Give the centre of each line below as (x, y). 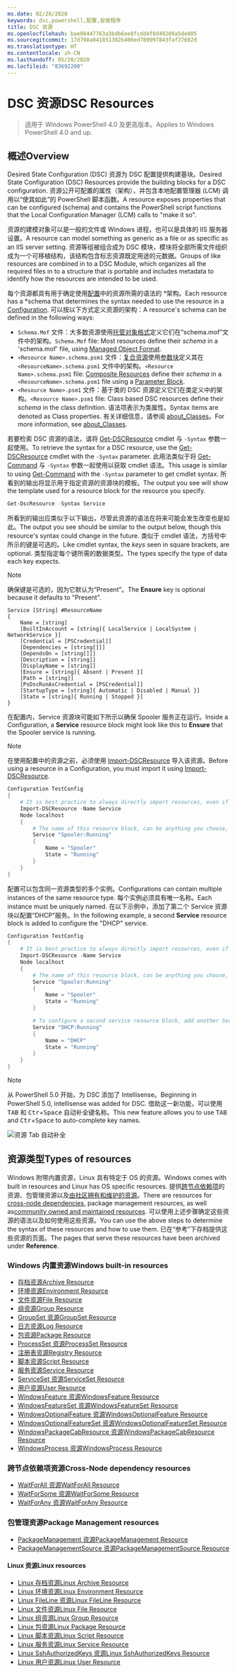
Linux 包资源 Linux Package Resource (71, 1626)
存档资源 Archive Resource (56, 1282)
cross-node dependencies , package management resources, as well (107, 1203)
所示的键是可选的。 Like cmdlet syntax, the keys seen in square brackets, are (119, 545)
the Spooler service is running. (52, 732)
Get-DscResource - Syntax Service (56, 504)
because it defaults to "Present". (54, 597)
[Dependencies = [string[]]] (63, 647)
